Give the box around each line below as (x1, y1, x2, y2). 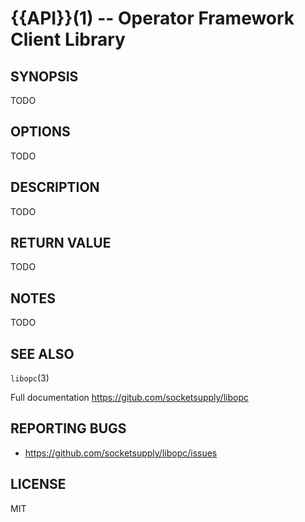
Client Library (10, 28, 126, 51)
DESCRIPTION (10, 179, 100, 196)
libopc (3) (10, 372, 50, 384)
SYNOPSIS (10, 68, 79, 85)
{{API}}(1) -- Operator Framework (10, 7, 295, 30)
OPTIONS (10, 123, 71, 141)
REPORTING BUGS (10, 420, 127, 437)
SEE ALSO (10, 345, 75, 362)
